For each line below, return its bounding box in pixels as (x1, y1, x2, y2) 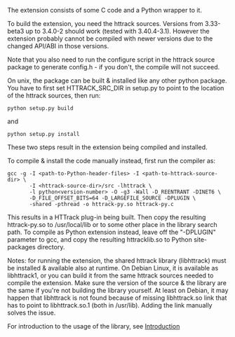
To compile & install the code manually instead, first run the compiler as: (7, 157, 216, 165)
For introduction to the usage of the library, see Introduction (7, 322, 180, 330)
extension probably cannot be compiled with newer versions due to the (7, 34, 213, 43)
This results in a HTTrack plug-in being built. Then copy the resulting (7, 213, 206, 221)
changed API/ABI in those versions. (7, 42, 109, 50)
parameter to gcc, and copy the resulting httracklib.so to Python (7, 235, 193, 244)
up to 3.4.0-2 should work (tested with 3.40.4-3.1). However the (25, 27, 210, 35)
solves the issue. (7, 308, 56, 317)
